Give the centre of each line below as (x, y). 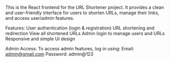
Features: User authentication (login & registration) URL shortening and (80, 28)
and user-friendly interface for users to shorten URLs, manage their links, (82, 13)
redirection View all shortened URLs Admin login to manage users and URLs (85, 33)
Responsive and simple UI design (40, 39)
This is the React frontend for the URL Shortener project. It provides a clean (85, 7)
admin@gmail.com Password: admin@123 (49, 54)
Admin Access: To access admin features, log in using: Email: (70, 49)
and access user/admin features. (40, 18)
